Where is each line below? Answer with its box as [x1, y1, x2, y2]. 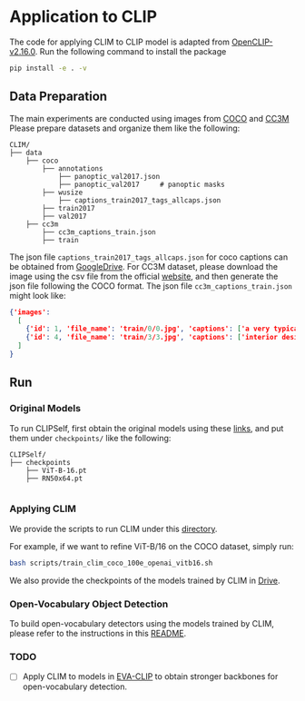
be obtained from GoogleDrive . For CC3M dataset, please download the [9, 261, 279, 272]
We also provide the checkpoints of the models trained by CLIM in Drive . [9, 575, 280, 586]
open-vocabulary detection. [22, 681, 128, 692]
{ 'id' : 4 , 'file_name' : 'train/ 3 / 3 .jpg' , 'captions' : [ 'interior [25, 333, 279, 342]
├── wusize [42, 188, 84, 197]
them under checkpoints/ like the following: [9, 432, 172, 443]
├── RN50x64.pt [25, 474, 84, 483]
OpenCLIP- [231, 36, 274, 47]
